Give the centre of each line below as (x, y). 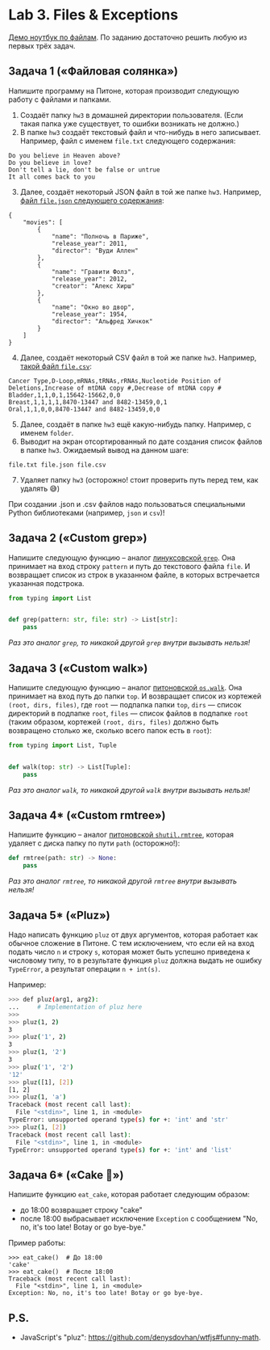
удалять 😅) (40, 488)
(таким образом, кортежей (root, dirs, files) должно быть (114, 722)
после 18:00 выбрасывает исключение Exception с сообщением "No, (139, 1219)
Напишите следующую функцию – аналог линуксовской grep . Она (122, 557)
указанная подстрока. (46, 583)
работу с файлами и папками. (60, 99)
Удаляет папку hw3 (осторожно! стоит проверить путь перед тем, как (139, 479)
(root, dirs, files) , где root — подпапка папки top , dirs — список (125, 705)
